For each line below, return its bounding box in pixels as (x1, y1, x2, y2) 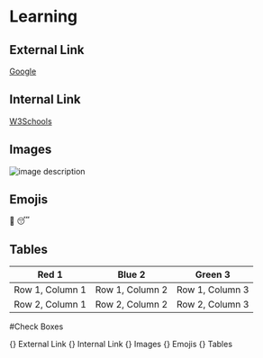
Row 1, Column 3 (176, 283, 249, 296)
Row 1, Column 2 (95, 283, 168, 296)
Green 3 (195, 268, 231, 281)
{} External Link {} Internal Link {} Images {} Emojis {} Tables (9, 339, 232, 350)
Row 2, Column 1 (14, 299, 87, 311)
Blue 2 (117, 268, 146, 281)
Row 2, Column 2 (95, 299, 168, 311)
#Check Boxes (9, 321, 64, 332)
